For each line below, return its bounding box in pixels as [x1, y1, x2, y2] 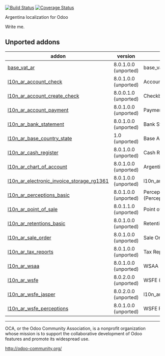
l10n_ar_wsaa [7, 262, 40, 269]
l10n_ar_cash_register [7, 149, 59, 156]
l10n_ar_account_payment [7, 107, 69, 113]
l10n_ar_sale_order [7, 234, 52, 241]
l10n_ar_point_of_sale [7, 206, 58, 213]
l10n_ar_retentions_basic [7, 220, 65, 227]
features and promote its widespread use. [5, 336, 90, 342]
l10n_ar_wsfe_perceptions [7, 305, 69, 312]
